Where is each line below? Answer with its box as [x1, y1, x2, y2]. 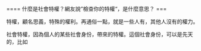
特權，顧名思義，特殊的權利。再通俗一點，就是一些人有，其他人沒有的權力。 [6, 18, 199, 25]
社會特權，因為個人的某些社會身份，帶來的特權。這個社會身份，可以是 [6, 31, 183, 38]
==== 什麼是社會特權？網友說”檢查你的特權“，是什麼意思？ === [6, 5, 167, 12]
